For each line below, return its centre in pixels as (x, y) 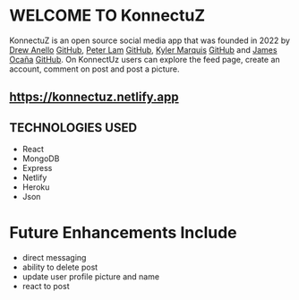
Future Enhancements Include (123, 233)
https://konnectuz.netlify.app (94, 97)
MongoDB (41, 159)
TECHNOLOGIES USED (73, 128)
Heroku (36, 187)
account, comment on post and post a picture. (95, 69)
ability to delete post (60, 267)
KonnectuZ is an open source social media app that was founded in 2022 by (150, 40)
